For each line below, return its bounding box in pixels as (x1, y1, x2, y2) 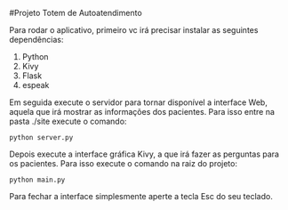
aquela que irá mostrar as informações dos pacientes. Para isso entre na (9, 107, 276, 117)
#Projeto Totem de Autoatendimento (9, 8, 142, 18)
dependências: (9, 35, 64, 44)
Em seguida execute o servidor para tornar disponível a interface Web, (9, 97, 268, 108)
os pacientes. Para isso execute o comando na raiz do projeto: (9, 158, 238, 168)
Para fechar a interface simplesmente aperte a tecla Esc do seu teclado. (9, 191, 273, 201)
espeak (21, 80, 50, 90)
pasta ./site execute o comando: (9, 116, 127, 126)
